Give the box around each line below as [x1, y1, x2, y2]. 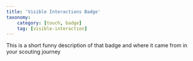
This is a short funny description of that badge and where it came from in [6, 42, 188, 49]
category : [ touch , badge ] [17, 20, 82, 26]
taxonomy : [6, 14, 31, 20]
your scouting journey [6, 48, 61, 56]
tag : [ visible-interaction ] [17, 25, 87, 32]
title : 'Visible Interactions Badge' [6, 8, 101, 15]
